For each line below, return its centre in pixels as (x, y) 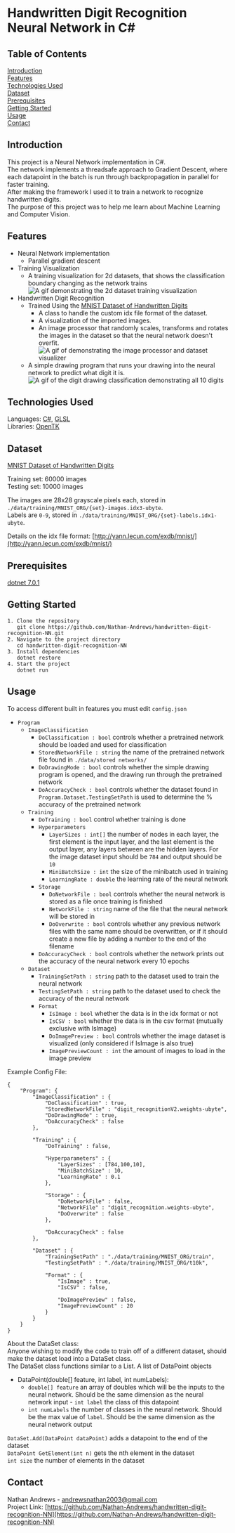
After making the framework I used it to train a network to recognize (105, 192)
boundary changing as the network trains (87, 283)
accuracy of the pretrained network (90, 804)
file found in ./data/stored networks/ (93, 759)
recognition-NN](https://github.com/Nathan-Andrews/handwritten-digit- (112, 1514)
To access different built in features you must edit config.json (97, 708)
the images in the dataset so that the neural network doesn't (126, 335)
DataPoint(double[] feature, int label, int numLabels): (93, 1379)
